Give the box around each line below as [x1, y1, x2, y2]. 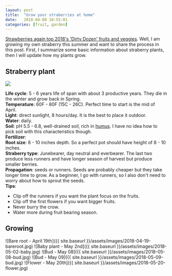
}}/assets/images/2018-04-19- [86, 238, 151, 244]
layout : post [5, 7, 33, 13]
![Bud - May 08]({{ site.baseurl [42, 248, 107, 254]
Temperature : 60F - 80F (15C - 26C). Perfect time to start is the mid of [5, 101, 156, 108]
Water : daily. [5, 117, 32, 124]
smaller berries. [5, 161, 39, 167]
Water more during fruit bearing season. [12, 209, 98, 215]
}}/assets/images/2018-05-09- [98, 254, 163, 260]
